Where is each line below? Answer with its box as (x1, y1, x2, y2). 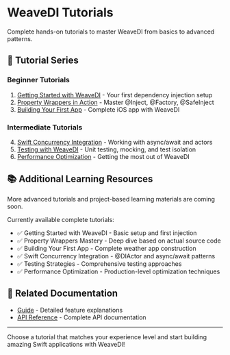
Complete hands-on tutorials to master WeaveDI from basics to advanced (7, 27, 215, 36)
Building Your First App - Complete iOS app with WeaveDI (16, 105, 180, 114)
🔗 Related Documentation (7, 288, 118, 299)
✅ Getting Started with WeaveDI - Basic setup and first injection (16, 228, 197, 237)
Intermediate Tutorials (7, 122, 83, 132)
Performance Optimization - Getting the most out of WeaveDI (16, 152, 190, 160)
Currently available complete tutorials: (7, 215, 114, 223)
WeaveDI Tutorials (7, 5, 114, 21)
